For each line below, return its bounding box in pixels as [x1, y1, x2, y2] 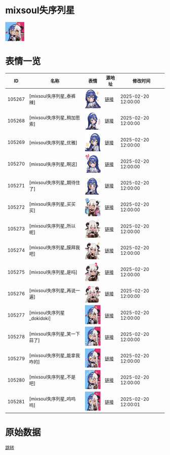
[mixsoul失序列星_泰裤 [29, 93, 76, 99]
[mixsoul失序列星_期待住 [29, 179, 80, 185]
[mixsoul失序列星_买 [29, 201, 72, 207]
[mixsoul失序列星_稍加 [29, 115, 76, 121]
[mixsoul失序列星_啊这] [29, 161, 77, 167]
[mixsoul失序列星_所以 [29, 222, 76, 229]
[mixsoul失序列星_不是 [29, 374, 76, 380]
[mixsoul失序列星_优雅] [29, 139, 77, 145]
